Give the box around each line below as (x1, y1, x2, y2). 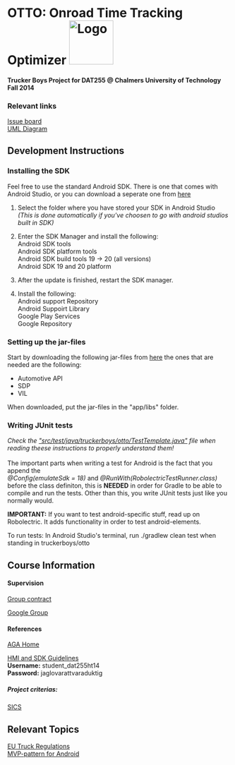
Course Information (7, 559, 95, 571)
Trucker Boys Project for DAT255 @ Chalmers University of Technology (7, 76, 222, 84)
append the (7, 466, 41, 475)
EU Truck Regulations (7, 742, 71, 750)
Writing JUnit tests (7, 420, 73, 430)
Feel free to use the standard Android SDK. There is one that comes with (7, 182, 218, 191)
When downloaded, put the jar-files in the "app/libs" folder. (7, 403, 179, 411)
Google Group (7, 608, 49, 617)
